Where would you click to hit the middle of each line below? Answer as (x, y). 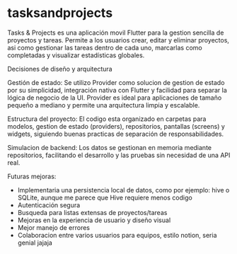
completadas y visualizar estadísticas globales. (76, 55)
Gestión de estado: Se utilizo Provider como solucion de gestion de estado (116, 82)
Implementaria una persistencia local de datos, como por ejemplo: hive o (123, 190)
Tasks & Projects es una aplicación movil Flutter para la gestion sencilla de (116, 33)
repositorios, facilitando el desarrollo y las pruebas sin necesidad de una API (119, 155)
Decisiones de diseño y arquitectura (60, 69)
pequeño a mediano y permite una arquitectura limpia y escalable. (104, 105)
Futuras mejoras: (32, 176)
